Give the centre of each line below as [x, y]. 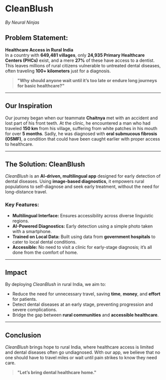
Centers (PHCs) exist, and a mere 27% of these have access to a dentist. [80, 60]
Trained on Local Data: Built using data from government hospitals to [84, 237]
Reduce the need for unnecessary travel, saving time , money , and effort [86, 294]
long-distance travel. [26, 192]
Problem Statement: [37, 38]
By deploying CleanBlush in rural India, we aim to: [56, 285]
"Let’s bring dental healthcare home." [57, 373]
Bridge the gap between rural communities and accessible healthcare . [85, 315]
